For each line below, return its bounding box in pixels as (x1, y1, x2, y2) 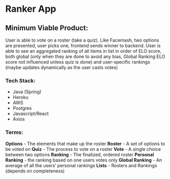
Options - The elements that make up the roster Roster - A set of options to (5, 141, 165, 147)
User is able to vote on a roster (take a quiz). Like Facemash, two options (5, 37, 159, 43)
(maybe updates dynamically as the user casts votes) (5, 65, 118, 70)
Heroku (12, 94, 29, 101)
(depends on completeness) (5, 168, 65, 174)
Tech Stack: (5, 77, 36, 84)
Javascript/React (12, 111, 49, 117)
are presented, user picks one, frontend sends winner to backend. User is (5, 43, 161, 49)
